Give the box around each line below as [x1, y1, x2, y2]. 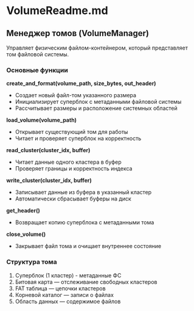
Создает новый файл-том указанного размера [15, 92, 137, 99]
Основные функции [6, 65, 68, 74]
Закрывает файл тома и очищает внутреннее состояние [15, 243, 162, 250]
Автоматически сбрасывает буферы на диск [15, 195, 132, 202]
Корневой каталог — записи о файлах [15, 291, 114, 298]
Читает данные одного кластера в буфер [15, 158, 122, 166]
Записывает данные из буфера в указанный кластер [15, 189, 152, 196]
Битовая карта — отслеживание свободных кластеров [15, 278, 158, 285]
